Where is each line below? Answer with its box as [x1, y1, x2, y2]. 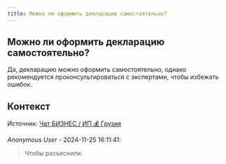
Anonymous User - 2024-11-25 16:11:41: [7, 135, 121, 144]
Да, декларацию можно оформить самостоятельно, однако [7, 66, 187, 74]
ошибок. [7, 80, 33, 89]
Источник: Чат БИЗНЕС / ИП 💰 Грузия [7, 119, 121, 128]
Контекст [7, 100, 50, 112]
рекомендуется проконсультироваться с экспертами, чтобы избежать [7, 73, 219, 81]
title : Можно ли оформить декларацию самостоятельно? [7, 10, 168, 17]
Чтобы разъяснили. [24, 149, 83, 158]
